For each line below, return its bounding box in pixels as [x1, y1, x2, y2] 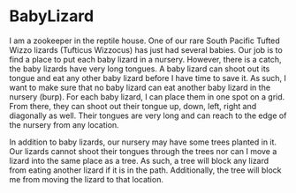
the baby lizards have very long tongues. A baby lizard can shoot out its [9, 63, 270, 74]
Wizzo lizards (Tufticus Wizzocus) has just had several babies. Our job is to [9, 44, 283, 55]
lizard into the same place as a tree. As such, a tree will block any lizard [9, 155, 269, 166]
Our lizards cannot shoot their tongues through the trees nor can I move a [9, 145, 277, 156]
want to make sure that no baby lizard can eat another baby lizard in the [9, 82, 271, 93]
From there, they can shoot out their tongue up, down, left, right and [9, 100, 257, 111]
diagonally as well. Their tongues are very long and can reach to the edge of [9, 110, 287, 121]
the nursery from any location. [9, 119, 119, 130]
